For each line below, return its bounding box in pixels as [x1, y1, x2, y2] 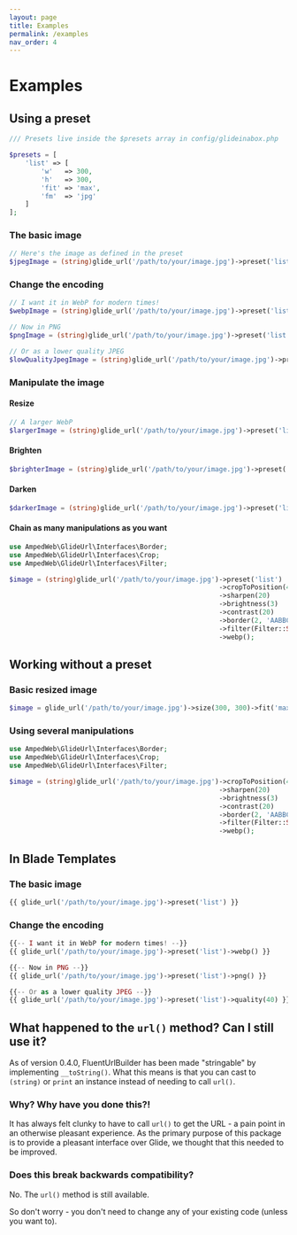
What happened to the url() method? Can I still [9, 1020, 274, 1035]
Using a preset [9, 111, 91, 126]
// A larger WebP [9, 417, 73, 426]
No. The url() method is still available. [9, 1189, 150, 1200]
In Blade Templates [9, 851, 117, 866]
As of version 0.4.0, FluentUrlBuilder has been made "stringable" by [9, 1058, 256, 1068]
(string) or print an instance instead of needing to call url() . [9, 1076, 236, 1087]
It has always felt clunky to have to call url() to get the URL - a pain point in [9, 1118, 286, 1130]
